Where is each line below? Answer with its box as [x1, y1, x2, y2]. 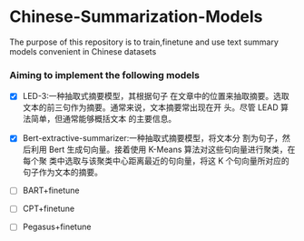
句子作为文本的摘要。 [22, 166, 103, 178]
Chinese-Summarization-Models [9, 6, 263, 27]
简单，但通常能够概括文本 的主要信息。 [30, 114, 177, 125]
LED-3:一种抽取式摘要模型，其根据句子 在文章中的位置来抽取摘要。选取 [22, 91, 290, 102]
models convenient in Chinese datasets [9, 45, 157, 56]
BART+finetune [22, 185, 80, 196]
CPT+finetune [22, 203, 75, 215]
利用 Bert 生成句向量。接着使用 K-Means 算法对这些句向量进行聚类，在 [30, 144, 296, 156]
